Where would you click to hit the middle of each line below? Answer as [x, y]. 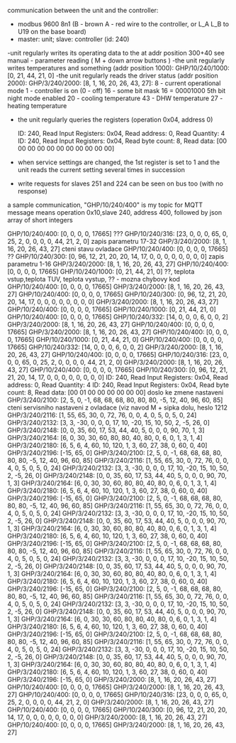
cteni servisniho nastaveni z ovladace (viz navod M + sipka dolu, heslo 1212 [118, 407]
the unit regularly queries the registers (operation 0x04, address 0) [115, 119]
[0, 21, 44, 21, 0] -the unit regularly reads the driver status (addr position [113, 75]
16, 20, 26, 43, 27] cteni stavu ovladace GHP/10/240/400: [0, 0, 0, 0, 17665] [118, 249]
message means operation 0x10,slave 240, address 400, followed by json [114, 212]
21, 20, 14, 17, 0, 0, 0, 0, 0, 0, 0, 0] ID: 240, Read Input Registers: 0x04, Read [118, 377]
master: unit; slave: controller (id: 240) [73, 39]
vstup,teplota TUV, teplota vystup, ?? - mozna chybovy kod [94, 279]
